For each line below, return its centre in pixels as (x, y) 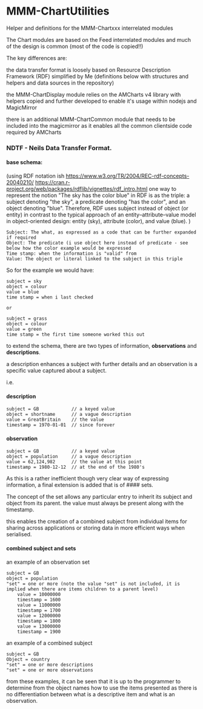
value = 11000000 (39, 605)
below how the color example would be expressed (69, 248)
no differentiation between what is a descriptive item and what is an (91, 694)
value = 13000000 (39, 626)
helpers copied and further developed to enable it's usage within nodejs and (101, 101)
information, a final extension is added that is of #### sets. (80, 485)
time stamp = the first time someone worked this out (76, 335)
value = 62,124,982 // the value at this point (74, 462)
